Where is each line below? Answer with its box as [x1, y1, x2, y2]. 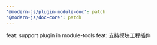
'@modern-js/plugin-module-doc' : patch [6, 8, 106, 15]
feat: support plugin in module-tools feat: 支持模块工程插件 [6, 31, 151, 39]
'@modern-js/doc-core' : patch [6, 14, 82, 20]
